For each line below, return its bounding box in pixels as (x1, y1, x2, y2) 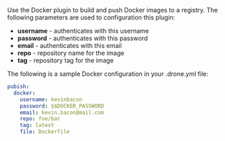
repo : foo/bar (20, 115, 61, 122)
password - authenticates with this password (17, 34, 148, 42)
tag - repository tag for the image (17, 56, 114, 65)
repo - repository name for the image (17, 49, 125, 57)
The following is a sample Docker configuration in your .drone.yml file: (7, 69, 209, 78)
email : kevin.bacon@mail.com (20, 109, 104, 116)
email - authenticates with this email (17, 42, 122, 49)
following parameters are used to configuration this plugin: (7, 13, 176, 22)
